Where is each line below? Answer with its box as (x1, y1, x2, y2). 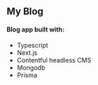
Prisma (16, 70, 38, 79)
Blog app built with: (6, 25, 65, 34)
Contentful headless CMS (16, 55, 92, 64)
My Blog (6, 6, 44, 18)
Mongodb (16, 63, 46, 72)
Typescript (16, 41, 49, 49)
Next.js (16, 48, 38, 57)
